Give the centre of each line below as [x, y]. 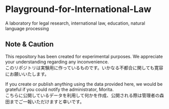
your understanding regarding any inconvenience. [57, 62]
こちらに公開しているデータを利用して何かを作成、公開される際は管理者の [82, 95]
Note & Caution [30, 44]
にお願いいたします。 [27, 74]
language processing [27, 28]
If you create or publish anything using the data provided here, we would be [84, 84]
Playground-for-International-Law [78, 9]
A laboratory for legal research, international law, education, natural [75, 23]
